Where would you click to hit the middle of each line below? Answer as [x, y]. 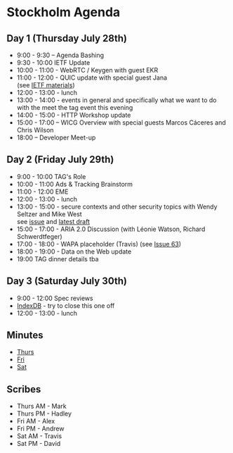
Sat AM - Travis [39, 436]
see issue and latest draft [53, 221]
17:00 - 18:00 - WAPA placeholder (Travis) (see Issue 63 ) [99, 244]
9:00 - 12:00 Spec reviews [55, 298]
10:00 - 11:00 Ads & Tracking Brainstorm [75, 184]
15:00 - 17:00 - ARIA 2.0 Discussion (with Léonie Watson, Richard [111, 229]
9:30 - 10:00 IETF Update [53, 63]
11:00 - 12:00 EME [42, 192]
